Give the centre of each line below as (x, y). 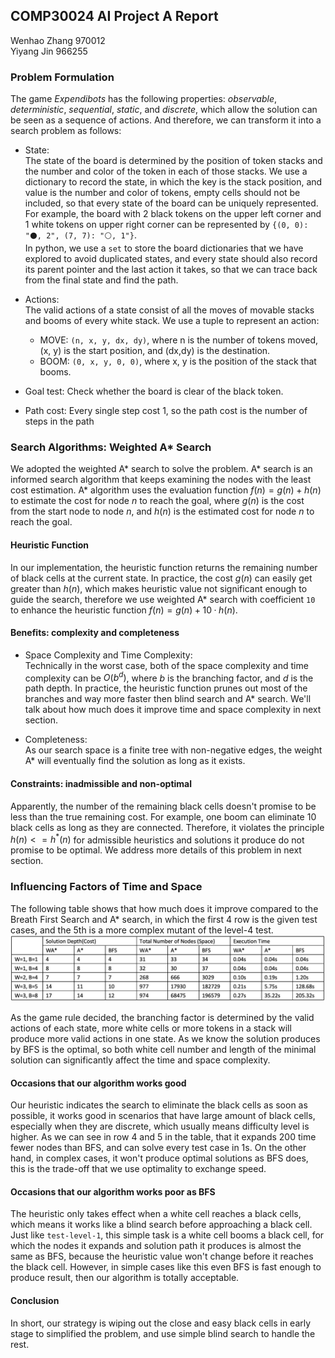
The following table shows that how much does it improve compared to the (164, 908)
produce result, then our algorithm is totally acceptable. (125, 1278)
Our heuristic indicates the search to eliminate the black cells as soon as (159, 1105)
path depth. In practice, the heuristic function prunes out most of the (166, 688)
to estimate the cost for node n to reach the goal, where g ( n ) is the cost (157, 501)
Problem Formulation (62, 77)
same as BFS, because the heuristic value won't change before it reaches (162, 1256)
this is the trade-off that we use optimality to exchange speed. (138, 1169)
